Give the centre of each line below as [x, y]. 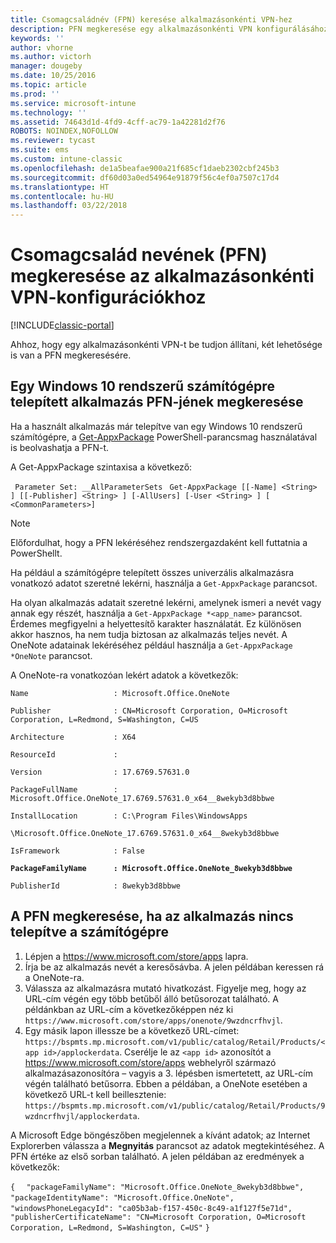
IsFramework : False [77, 851]
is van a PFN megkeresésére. [71, 355]
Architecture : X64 [73, 737]
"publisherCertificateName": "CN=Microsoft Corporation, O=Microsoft [158, 1217]
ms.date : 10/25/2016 [53, 76]
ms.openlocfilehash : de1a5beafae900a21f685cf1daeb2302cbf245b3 [145, 168]
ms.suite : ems [40, 150]
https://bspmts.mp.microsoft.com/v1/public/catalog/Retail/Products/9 [175, 1106]
